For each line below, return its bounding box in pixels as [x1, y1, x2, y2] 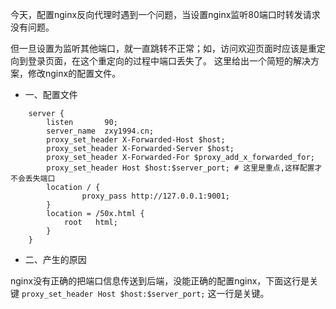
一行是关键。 [216, 288, 270, 299]
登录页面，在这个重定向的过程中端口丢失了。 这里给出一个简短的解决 [27, 55, 311, 67]
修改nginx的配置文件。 [27, 68, 122, 79]
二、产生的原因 [24, 254, 87, 265]
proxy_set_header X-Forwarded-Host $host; [46, 135, 226, 145]
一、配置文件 [24, 89, 78, 100]
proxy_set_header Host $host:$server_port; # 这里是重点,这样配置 [46, 163, 315, 173]
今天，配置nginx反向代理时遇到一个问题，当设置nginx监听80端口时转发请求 [10, 9, 321, 20]
